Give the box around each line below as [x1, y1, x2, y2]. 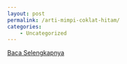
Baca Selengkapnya [7, 49, 65, 57]
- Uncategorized [20, 29, 68, 37]
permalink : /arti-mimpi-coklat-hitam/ [7, 17, 120, 24]
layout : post [7, 10, 45, 17]
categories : [7, 23, 42, 30]
